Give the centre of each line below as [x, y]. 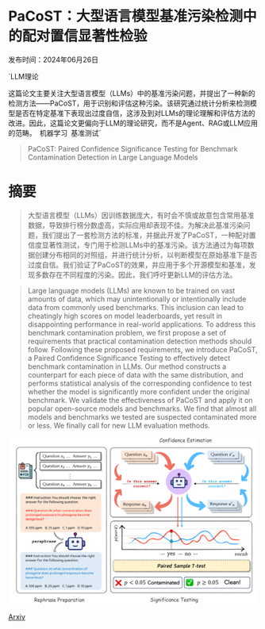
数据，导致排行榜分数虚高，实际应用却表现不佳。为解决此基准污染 [135, 225]
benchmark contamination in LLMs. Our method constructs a [127, 366]
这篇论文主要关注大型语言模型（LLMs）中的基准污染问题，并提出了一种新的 [132, 93]
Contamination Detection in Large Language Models [113, 157]
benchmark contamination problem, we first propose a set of [127, 332]
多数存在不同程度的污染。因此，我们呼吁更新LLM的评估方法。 [136, 274]
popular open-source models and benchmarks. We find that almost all [142, 408]
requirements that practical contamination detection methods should [140, 341]
